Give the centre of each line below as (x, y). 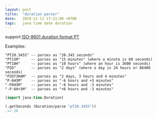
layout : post (18, 9)
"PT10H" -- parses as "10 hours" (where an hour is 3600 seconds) (78, 64)
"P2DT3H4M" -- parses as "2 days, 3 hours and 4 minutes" (66, 76)
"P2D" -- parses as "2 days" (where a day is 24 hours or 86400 (78, 68)
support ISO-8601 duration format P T (42, 37)
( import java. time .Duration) (34, 98)
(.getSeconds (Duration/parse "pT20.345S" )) (51, 107)
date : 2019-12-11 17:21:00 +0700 (41, 18)
